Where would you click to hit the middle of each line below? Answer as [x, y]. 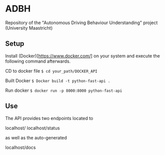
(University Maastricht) [29, 28]
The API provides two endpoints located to [49, 118]
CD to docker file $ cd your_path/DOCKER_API [51, 71]
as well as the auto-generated [36, 137]
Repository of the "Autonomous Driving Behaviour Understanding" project [81, 23]
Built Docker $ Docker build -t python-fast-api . [58, 80]
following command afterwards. [38, 61]
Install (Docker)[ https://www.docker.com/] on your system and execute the [83, 56]
